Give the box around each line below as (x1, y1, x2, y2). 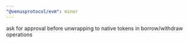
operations (6, 31, 33, 38)
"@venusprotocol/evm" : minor (6, 8, 78, 15)
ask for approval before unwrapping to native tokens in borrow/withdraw (6, 25, 184, 32)
